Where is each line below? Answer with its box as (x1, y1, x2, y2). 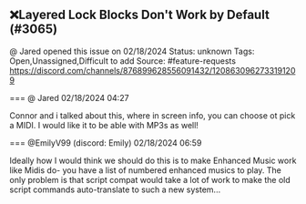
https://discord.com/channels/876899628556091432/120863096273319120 (9, 65, 296, 76)
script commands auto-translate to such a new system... (9, 184, 221, 195)
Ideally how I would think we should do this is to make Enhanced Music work (9, 155, 297, 166)
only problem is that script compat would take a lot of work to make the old (9, 174, 291, 185)
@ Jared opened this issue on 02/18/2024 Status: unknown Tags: (9, 46, 255, 56)
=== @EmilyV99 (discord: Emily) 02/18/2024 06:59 (9, 137, 202, 148)
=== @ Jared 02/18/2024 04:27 (9, 92, 129, 103)
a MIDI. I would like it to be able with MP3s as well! (9, 119, 199, 130)
